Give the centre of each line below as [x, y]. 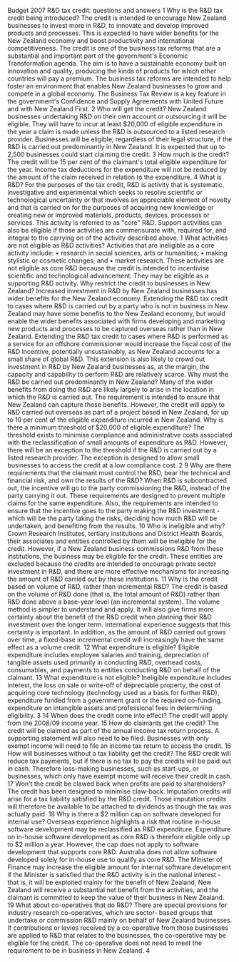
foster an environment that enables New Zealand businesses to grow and [115, 86]
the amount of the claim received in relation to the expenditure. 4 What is [115, 177]
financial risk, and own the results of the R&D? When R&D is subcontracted [117, 480]
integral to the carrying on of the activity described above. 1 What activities [118, 238]
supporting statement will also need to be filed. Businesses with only [108, 738]
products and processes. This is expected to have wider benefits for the [113, 33]
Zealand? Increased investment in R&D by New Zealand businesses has [112, 291]
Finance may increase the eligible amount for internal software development [119, 867]
